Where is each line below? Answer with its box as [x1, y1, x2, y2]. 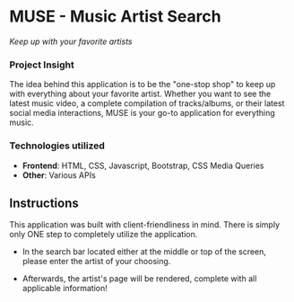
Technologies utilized [9, 139, 106, 152]
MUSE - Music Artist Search [9, 6, 221, 27]
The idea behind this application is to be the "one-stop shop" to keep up [9, 79, 276, 90]
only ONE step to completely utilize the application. [9, 229, 198, 240]
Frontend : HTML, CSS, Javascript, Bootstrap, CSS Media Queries [22, 160, 264, 171]
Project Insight [9, 58, 74, 71]
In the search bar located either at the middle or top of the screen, [22, 246, 267, 257]
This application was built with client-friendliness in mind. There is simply [9, 219, 281, 230]
